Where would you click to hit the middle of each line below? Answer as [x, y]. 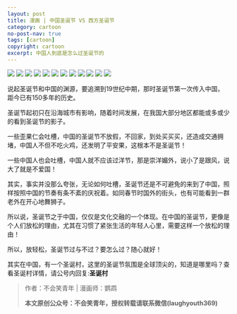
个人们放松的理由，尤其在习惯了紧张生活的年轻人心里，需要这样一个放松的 [115, 225]
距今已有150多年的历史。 [43, 97]
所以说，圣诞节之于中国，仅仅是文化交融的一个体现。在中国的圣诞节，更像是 [119, 217]
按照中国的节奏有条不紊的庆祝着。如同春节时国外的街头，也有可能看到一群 [121, 193]
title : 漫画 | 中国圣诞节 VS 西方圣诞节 [61, 20]
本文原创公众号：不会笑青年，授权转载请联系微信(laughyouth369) [121, 303]
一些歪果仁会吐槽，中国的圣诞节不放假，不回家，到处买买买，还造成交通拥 [115, 136]
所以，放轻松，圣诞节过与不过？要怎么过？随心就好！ [85, 249]
